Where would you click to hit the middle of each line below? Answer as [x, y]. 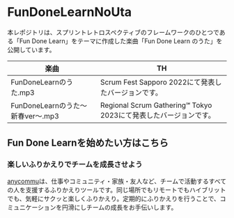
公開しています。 [31, 49]
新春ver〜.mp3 [35, 116]
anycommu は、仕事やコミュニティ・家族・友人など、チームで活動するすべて [117, 181]
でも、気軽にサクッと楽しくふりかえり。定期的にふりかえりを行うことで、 [114, 198]
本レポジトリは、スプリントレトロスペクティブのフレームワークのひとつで [113, 32]
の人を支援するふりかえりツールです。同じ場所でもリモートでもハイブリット [117, 189]
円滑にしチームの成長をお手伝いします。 [119, 207]
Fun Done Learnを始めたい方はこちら [88, 143]
